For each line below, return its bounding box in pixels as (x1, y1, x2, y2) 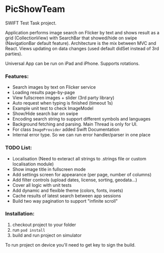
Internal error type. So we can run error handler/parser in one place (12, 132, 151, 138)
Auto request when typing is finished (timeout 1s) (12, 100, 113, 106)
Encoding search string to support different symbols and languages (12, 116, 151, 122)
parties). (5, 51, 22, 57)
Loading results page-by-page (12, 90, 76, 96)
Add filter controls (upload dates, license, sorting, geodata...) (12, 177, 138, 183)
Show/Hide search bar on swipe (12, 111, 79, 117)
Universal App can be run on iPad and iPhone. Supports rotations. (5, 60, 140, 66)
